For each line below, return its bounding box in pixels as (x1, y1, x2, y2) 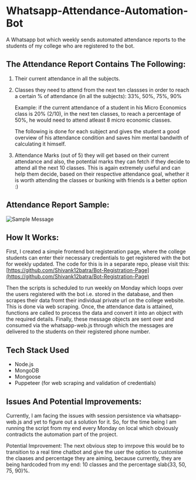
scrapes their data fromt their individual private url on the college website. (6, 297, 185, 304)
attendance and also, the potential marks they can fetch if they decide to (14, 157, 191, 165)
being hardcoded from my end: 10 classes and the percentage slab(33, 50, (6, 461, 187, 468)
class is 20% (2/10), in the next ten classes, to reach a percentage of (14, 110, 181, 117)
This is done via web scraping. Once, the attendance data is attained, (6, 303, 174, 310)
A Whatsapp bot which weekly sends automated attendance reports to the (6, 36, 186, 43)
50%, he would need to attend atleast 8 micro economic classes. (14, 116, 172, 123)
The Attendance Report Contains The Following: (6, 59, 186, 69)
